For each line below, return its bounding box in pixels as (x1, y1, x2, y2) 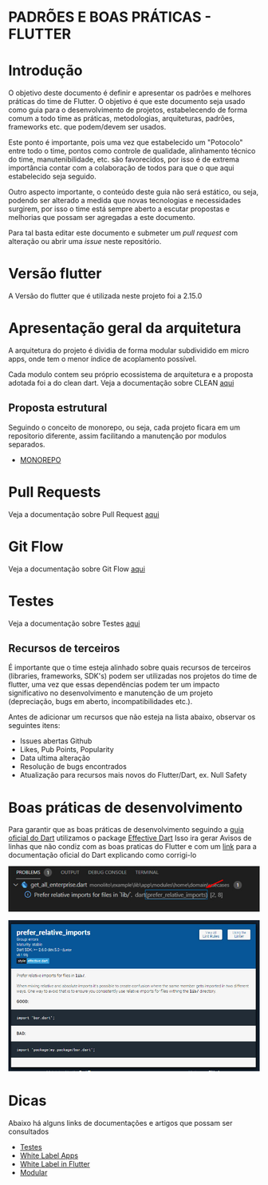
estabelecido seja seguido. (8, 172, 97, 182)
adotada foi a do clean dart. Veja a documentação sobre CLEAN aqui (8, 378, 235, 387)
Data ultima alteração (19, 753, 90, 763)
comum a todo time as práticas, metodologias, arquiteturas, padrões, (8, 114, 235, 123)
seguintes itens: (8, 721, 61, 731)
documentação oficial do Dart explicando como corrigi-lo (8, 851, 197, 860)
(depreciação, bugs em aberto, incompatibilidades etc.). (8, 697, 193, 707)
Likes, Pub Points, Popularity (19, 745, 114, 755)
